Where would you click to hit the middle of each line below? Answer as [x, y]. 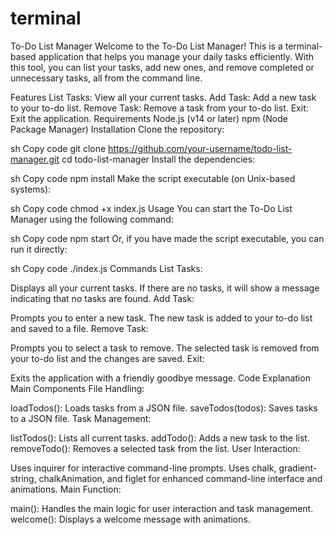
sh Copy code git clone [58, 148]
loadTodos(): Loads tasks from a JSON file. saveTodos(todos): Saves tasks [164, 408]
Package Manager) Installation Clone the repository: [117, 129]
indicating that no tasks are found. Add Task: [102, 298]
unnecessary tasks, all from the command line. [106, 78]
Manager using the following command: [92, 219]
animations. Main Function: [66, 489]
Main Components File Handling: [77, 388]
